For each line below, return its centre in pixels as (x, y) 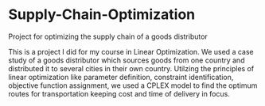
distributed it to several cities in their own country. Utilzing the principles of (131, 68)
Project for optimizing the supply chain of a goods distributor (108, 36)
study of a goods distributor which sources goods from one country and (127, 60)
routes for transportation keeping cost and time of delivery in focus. (119, 93)
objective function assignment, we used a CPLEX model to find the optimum (133, 85)
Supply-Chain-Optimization (102, 15)
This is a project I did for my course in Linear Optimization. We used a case (131, 51)
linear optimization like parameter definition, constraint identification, (121, 77)
